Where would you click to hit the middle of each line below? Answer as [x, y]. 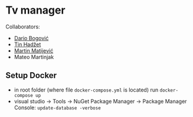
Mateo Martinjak [34, 57]
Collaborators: [23, 27]
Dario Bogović [31, 38]
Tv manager [35, 10]
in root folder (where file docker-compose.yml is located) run [86, 90]
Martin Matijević [34, 50]
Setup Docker [31, 75]
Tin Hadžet [27, 44]
